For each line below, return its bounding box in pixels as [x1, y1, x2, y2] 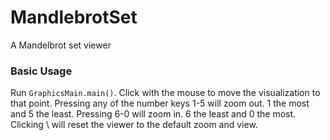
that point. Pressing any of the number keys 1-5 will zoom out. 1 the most [10, 97, 310, 110]
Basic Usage [10, 64, 73, 78]
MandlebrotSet [10, 6, 138, 29]
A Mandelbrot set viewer [10, 39, 112, 51]
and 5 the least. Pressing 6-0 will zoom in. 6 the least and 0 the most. [10, 108, 297, 120]
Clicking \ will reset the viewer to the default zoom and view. [10, 119, 258, 131]
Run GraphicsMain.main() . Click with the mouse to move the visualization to [10, 87, 321, 99]
